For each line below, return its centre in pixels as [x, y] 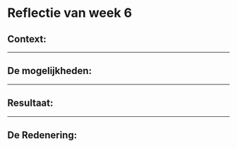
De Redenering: [42, 135]
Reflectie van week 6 [70, 13]
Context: [27, 39]
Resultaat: [30, 103]
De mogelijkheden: [50, 71]
